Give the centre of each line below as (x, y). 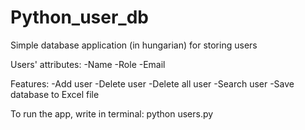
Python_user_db (79, 17)
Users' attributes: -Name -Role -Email (88, 64)
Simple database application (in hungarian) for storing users (134, 45)
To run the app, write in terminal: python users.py (112, 113)
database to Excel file (55, 94)
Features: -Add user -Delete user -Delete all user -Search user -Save (152, 83)
